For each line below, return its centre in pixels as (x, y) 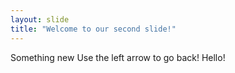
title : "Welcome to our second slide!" (93, 29)
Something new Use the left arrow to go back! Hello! (118, 57)
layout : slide (40, 19)
